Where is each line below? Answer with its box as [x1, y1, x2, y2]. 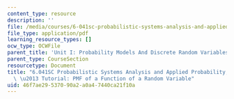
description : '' [7, 17, 54, 24]
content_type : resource [7, 10, 77, 17]
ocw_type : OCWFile [7, 43, 61, 49]
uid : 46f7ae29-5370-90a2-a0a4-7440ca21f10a [7, 82, 136, 89]
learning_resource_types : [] [7, 36, 92, 43]
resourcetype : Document [7, 62, 77, 69]
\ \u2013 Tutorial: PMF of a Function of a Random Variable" [13, 75, 195, 82]
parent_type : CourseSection [7, 56, 89, 63]
